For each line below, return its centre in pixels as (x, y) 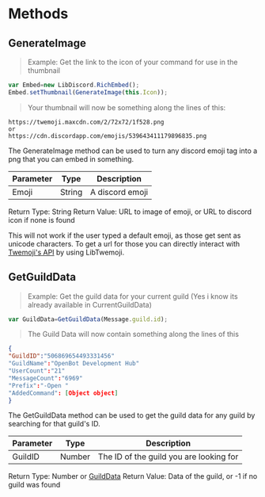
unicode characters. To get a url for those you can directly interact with (124, 243)
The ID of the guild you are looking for (168, 457)
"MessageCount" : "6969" (45, 378)
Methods (38, 14)
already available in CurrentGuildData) (90, 304)
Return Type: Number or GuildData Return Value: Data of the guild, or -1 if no (133, 476)
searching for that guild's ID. (54, 424)
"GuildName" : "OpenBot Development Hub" (74, 364)
